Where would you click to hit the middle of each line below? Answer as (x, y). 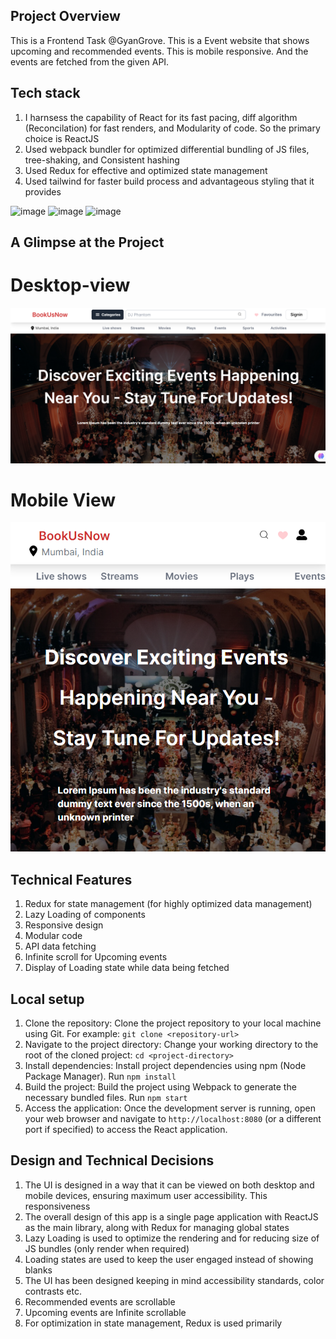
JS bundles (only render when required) (107, 1248)
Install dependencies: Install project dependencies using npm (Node (165, 1066)
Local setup (47, 999)
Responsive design (64, 925)
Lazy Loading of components (85, 915)
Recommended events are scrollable (100, 1301)
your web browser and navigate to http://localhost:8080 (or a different (173, 1119)
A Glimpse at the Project (87, 242)
